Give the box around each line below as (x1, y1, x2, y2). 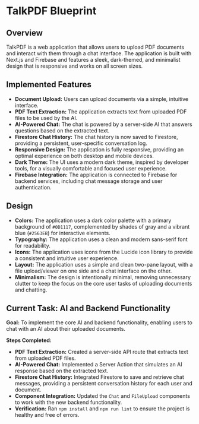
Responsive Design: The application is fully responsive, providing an (14, 145, 184, 153)
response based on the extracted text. (14, 367, 109, 375)
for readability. (14, 242, 50, 249)
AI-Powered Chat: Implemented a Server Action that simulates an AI (14, 361, 182, 368)
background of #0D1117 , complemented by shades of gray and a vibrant (14, 223, 190, 230)
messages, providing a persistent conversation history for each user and (14, 380, 193, 387)
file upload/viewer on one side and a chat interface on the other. (14, 267, 172, 274)
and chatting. (14, 286, 48, 293)
